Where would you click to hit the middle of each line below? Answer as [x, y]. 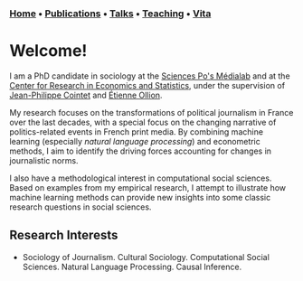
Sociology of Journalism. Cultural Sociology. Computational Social [146, 257]
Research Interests [64, 235]
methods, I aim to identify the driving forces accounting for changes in [141, 151]
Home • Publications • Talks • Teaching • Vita [110, 14]
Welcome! [48, 51]
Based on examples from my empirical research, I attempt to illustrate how [148, 187]
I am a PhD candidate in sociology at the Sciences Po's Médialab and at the [150, 76]
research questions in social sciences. [80, 207]
